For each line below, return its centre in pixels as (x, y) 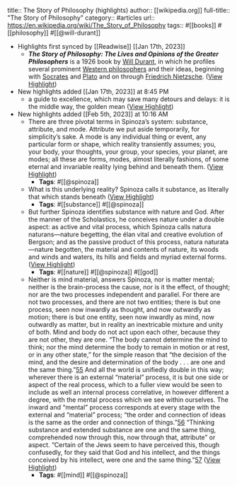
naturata (216, 242)
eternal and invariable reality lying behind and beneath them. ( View (126, 167)
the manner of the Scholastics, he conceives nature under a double (126, 219)
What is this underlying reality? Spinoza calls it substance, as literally (128, 189)
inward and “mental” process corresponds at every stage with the (124, 407)
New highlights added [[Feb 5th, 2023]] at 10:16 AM (93, 114)
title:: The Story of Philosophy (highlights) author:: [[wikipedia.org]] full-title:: (119, 10)
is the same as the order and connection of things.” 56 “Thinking (121, 422)
